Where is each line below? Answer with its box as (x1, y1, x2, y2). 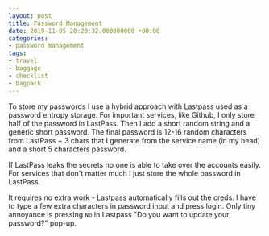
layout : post (8, 11, 52, 20)
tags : (8, 49, 27, 57)
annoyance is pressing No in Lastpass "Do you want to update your (8, 209, 230, 219)
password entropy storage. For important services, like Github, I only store (8, 110, 255, 119)
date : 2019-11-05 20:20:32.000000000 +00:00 (8, 27, 160, 35)
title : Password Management (8, 19, 103, 27)
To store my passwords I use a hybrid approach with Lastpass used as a (8, 101, 248, 111)
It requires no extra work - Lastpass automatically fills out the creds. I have (8, 193, 256, 202)
